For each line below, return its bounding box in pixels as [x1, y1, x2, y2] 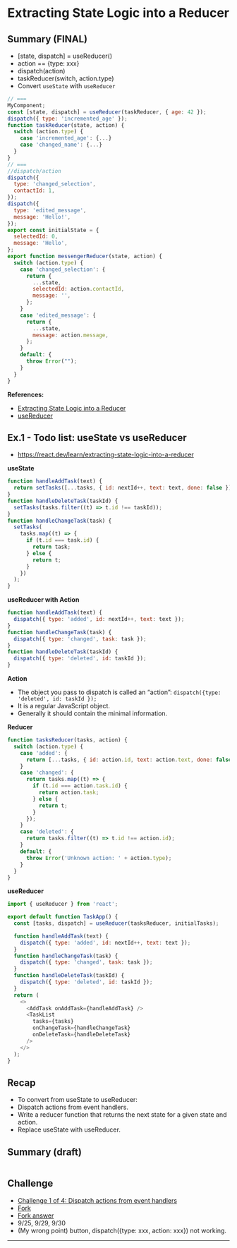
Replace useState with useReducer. [17, 1125, 121, 1134]
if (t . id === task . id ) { [25, 537, 99, 544]
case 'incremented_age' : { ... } [20, 135, 112, 142]
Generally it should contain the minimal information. [17, 709, 168, 717]
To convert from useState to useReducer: [17, 1096, 138, 1104]
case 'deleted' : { [20, 828, 74, 835]
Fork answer [17, 1211, 54, 1220]
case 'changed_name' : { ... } [20, 141, 102, 149]
